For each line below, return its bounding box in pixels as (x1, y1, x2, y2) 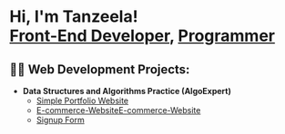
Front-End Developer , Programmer (9, 25, 276, 46)
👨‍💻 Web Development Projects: (9, 62, 190, 77)
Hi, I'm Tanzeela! (9, 6, 138, 27)
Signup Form (36, 115, 85, 125)
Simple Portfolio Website (36, 95, 129, 106)
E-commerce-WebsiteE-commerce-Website (36, 105, 201, 115)
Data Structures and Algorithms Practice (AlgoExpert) (22, 86, 232, 96)
